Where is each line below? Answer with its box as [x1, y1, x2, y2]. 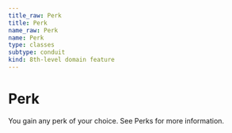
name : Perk [8, 33, 44, 42]
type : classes [8, 41, 55, 49]
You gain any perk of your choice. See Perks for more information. [8, 116, 224, 125]
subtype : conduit [8, 48, 66, 56]
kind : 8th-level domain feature [8, 56, 115, 64]
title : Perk [8, 19, 48, 27]
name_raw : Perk [8, 26, 59, 34]
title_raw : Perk [8, 11, 62, 20]
